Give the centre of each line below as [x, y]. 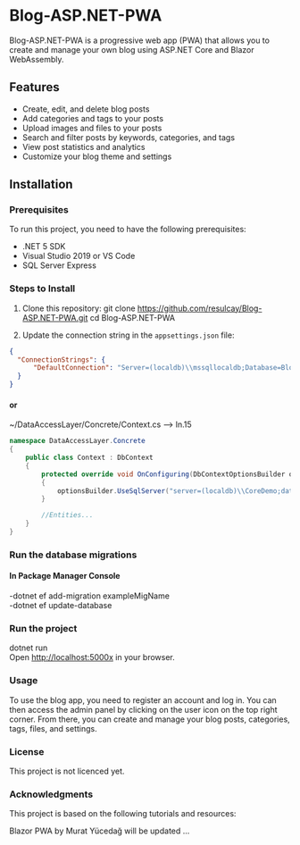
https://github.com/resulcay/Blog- [200, 308]
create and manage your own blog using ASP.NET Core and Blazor [132, 49]
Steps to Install [42, 289]
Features [34, 87]
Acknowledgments [51, 794]
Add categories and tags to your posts [92, 118]
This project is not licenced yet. [67, 771]
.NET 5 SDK [44, 247]
